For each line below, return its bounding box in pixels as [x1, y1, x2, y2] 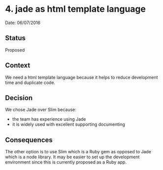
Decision [5, 93, 33, 102]
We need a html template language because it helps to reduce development [5, 74, 158, 80]
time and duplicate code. [5, 80, 55, 85]
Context [5, 61, 30, 70]
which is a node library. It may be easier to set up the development [5, 154, 140, 160]
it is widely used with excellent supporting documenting [12, 121, 125, 127]
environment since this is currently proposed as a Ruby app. [5, 159, 127, 165]
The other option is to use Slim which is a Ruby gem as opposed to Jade [5, 149, 151, 155]
